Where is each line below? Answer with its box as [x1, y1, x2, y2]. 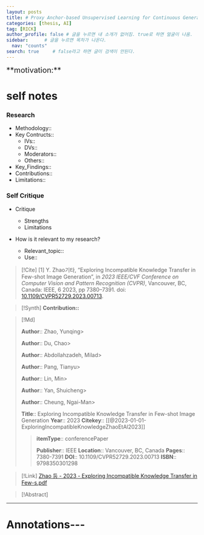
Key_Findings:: [15, 164, 52, 171]
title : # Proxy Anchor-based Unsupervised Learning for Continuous [6, 15, 181, 21]
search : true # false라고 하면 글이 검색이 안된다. [6, 49, 135, 55]
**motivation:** [6, 65, 62, 75]
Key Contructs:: [15, 131, 55, 139]
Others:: [24, 157, 45, 164]
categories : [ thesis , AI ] [6, 20, 72, 26]
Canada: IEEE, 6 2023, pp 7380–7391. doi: [21, 286, 126, 293]
